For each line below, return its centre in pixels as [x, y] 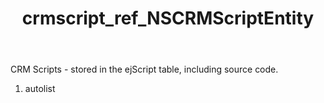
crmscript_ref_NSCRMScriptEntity [168, 18]
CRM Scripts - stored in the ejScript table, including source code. [144, 69]
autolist [40, 89]
